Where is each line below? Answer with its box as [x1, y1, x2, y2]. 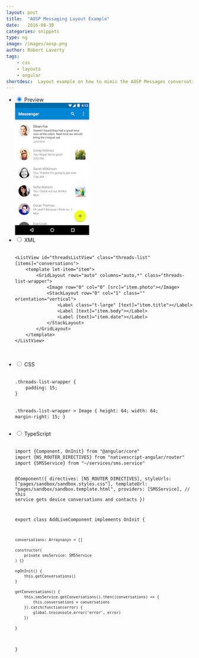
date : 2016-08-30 [6, 22, 54, 28]
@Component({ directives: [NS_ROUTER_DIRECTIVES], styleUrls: [14, 476, 172, 482]
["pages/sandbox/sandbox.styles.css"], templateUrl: [14, 481, 148, 487]
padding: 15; [25, 385, 58, 391]
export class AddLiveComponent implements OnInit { [14, 517, 145, 523]
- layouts [17, 66, 41, 72]
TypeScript [24, 431, 52, 438]
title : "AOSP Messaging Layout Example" [6, 15, 110, 22]
